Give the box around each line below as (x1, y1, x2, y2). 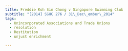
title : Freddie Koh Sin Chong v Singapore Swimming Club (5, 7, 124, 12)
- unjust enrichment (9, 34, 51, 39)
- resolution (9, 25, 36, 30)
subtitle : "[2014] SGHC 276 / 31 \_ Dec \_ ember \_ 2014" (5, 12, 115, 17)
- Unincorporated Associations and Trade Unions (9, 20, 110, 26)
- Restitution (9, 30, 38, 34)
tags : (5, 16, 16, 21)
